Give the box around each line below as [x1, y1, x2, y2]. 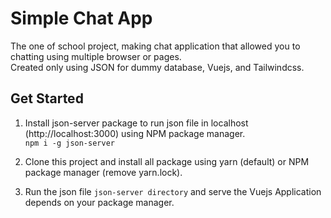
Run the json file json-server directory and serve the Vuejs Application [24, 185, 322, 197]
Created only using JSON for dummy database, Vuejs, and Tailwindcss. [10, 61, 305, 73]
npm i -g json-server [24, 138, 115, 148]
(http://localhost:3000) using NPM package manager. [24, 127, 246, 139]
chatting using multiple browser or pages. [10, 50, 182, 62]
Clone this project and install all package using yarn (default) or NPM [24, 155, 310, 167]
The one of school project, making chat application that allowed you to [10, 40, 301, 52]
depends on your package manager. [24, 196, 175, 208]
